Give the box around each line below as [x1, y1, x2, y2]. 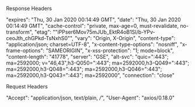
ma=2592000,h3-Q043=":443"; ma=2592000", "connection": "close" [6, 72, 175, 79]
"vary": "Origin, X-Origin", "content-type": [75, 35, 176, 41]
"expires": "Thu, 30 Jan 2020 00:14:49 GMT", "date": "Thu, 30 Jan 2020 [6, 16, 181, 23]
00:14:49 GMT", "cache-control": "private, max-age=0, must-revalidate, [6, 23, 179, 29]
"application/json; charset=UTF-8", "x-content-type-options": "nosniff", [6, 41, 179, 48]
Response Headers [6, 5, 53, 12]
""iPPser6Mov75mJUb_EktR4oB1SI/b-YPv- [52, 28, 156, 35]
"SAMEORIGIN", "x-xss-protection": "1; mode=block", [46, 47, 174, 54]
